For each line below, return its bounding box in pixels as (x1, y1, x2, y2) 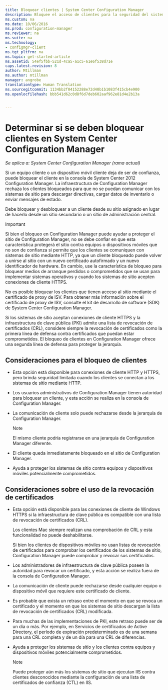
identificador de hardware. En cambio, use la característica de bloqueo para (5, 263, 162, 269)
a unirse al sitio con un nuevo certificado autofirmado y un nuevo (5, 257, 139, 264)
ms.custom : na (5, 17, 35, 22)
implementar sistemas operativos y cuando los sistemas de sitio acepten (5, 274, 155, 280)
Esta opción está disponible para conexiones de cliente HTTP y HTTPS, (12, 369, 160, 375)
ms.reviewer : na (5, 31, 39, 36)
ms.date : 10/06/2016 (5, 21, 48, 27)
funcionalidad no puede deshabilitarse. (12, 532, 93, 538)
